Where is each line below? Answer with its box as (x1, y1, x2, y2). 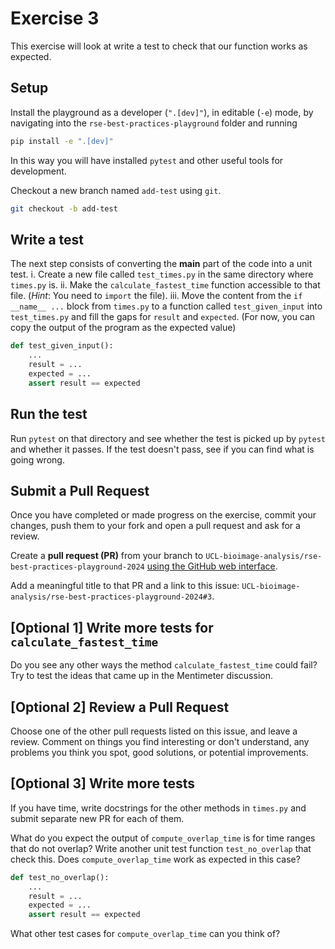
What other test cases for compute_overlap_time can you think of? (10, 928, 281, 940)
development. (10, 165, 67, 177)
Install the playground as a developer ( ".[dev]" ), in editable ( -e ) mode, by (10, 106, 314, 118)
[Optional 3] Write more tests (10, 775, 195, 792)
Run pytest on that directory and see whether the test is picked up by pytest (10, 432, 326, 444)
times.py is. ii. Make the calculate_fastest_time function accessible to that (10, 279, 321, 291)
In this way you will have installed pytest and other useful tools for (10, 154, 284, 166)
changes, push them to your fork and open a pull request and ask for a (10, 520, 301, 532)
